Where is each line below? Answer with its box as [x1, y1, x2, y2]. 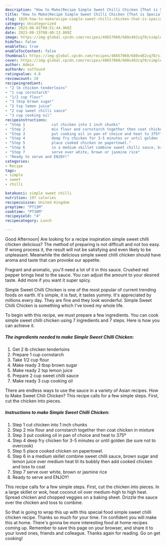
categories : [5, 159, 30, 164]
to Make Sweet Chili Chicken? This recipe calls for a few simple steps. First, [5, 392, 159, 398]
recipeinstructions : [5, 117, 48, 123]
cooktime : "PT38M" [5, 209, 43, 214]
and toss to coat [12, 463, 45, 469]
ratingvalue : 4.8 [5, 72, 41, 77]
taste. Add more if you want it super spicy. [5, 277, 91, 283]
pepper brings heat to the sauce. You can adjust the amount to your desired [5, 272, 160, 278]
